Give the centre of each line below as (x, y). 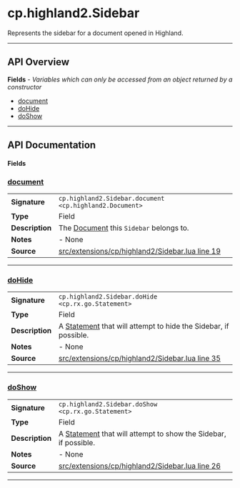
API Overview (39, 62)
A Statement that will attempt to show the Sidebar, (142, 434)
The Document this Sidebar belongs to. (124, 228)
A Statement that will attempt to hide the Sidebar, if (144, 327)
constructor (25, 86)
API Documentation (52, 145)
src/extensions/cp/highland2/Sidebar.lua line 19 (140, 252)
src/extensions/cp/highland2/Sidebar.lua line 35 (140, 359)
